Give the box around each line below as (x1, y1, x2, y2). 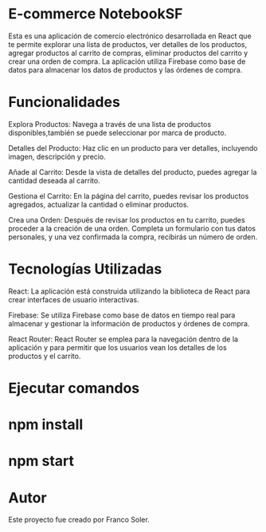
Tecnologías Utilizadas (8, 260, 162, 278)
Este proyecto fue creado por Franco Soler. (8, 515, 150, 525)
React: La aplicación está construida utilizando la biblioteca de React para (8, 286, 251, 296)
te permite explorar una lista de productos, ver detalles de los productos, (8, 39, 248, 49)
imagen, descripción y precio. (8, 152, 106, 161)
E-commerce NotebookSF (8, 5, 183, 23)
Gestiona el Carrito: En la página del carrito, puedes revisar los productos (8, 191, 249, 200)
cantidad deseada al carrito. (8, 175, 101, 185)
